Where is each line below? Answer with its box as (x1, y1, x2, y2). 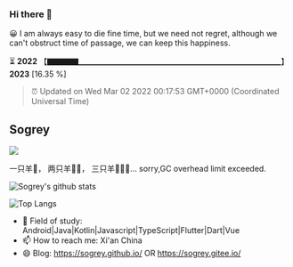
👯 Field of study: (21, 215, 83, 226)
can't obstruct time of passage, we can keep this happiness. (9, 37, 231, 48)
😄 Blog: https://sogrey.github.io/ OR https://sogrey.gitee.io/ (21, 248, 241, 259)
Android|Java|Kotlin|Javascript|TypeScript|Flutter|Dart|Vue (21, 225, 240, 236)
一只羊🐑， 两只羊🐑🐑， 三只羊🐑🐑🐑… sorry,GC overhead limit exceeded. (9, 164, 267, 174)
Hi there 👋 (9, 8, 53, 20)
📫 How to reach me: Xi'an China (21, 235, 142, 246)
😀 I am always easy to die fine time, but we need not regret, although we (9, 28, 278, 39)
